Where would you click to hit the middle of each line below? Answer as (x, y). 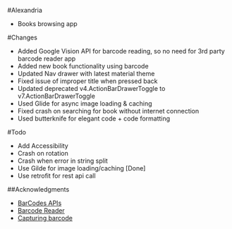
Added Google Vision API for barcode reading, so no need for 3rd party (121, 51)
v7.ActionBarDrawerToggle (56, 96)
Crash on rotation (43, 153)
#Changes (22, 37)
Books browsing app (47, 24)
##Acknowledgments (38, 189)
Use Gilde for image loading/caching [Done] (81, 168)
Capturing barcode (45, 218)
